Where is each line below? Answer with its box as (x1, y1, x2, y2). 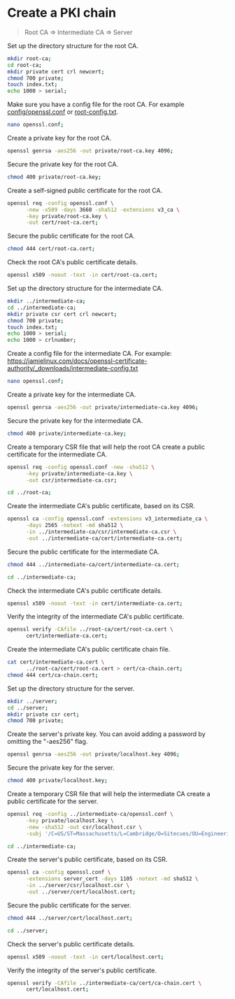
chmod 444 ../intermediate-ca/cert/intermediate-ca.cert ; (7, 561, 180, 568)
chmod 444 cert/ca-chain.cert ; (7, 671, 99, 679)
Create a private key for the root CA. (7, 134, 112, 143)
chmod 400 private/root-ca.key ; (7, 173, 101, 180)
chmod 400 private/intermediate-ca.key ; (7, 430, 127, 437)
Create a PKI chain (7, 5, 117, 21)
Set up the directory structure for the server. (7, 684, 135, 693)
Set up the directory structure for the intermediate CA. (7, 285, 163, 293)
